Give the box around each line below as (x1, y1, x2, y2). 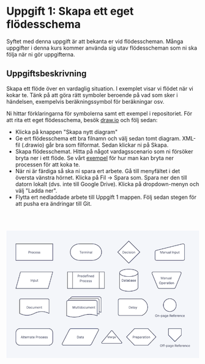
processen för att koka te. (15, 161, 81, 168)
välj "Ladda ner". (15, 187, 58, 194)
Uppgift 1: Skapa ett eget (6, 4, 134, 18)
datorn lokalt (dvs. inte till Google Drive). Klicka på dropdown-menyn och (15, 180, 199, 188)
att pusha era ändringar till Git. (15, 199, 92, 207)
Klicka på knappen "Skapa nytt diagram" (15, 128, 118, 136)
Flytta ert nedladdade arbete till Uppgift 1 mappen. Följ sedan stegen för (15, 193, 197, 201)
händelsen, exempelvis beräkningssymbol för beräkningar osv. (6, 98, 165, 105)
